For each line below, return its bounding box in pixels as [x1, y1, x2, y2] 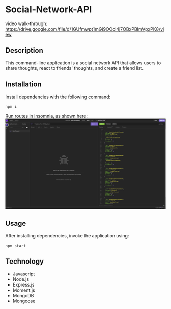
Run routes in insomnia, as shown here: [5, 113, 88, 119]
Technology [5, 257, 44, 266]
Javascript [12, 271, 35, 277]
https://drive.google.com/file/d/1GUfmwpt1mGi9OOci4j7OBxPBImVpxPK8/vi [5, 26, 164, 32]
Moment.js [12, 287, 35, 293]
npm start [5, 243, 26, 248]
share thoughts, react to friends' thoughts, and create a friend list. [5, 65, 144, 71]
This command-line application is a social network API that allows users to [5, 60, 161, 66]
